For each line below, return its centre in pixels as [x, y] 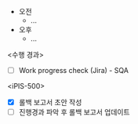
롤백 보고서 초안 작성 [50, 102]
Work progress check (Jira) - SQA [73, 70]
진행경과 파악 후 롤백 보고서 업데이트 [74, 112]
